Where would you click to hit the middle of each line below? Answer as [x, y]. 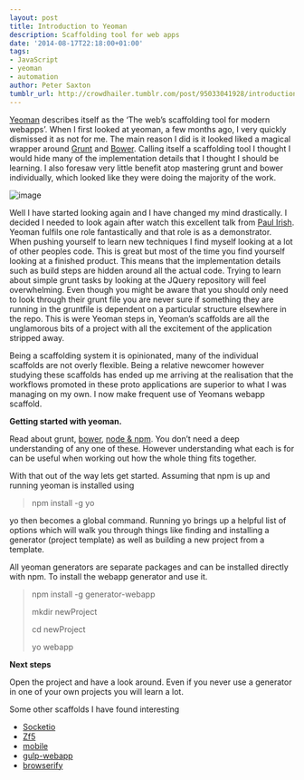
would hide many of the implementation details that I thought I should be [144, 158]
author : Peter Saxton [50, 85]
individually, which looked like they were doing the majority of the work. [143, 177]
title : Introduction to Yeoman [68, 26]
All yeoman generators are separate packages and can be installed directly [149, 567]
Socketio [39, 726]
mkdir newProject [64, 611]
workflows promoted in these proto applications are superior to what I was [148, 384]
